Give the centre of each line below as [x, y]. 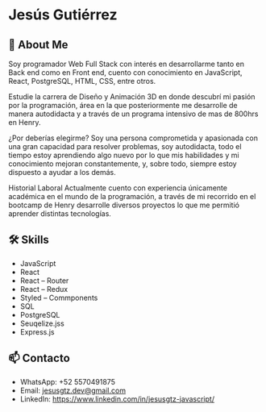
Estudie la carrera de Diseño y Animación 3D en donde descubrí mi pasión [132, 97]
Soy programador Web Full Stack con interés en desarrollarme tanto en [126, 64]
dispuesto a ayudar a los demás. [62, 172]
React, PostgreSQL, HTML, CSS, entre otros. [82, 81]
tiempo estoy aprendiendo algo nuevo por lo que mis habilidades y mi [124, 155]
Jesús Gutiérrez [63, 15]
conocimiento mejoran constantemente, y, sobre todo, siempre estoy [123, 164]
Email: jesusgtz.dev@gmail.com [73, 390]
